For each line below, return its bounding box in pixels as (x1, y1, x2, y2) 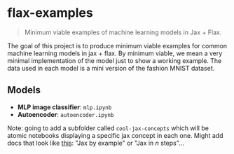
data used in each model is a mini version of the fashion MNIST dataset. (7, 64, 215, 72)
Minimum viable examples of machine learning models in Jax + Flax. (24, 28, 222, 36)
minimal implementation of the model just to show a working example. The (7, 56, 222, 64)
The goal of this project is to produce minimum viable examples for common (7, 41, 228, 50)
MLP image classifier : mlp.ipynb (17, 103, 112, 111)
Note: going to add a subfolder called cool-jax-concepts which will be (7, 124, 209, 132)
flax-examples (7, 5, 93, 21)
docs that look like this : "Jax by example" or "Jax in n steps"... (7, 139, 184, 147)
